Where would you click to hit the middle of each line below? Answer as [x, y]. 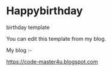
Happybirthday [45, 11]
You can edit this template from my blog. [56, 38]
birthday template [28, 27]
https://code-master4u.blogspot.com [52, 62]
